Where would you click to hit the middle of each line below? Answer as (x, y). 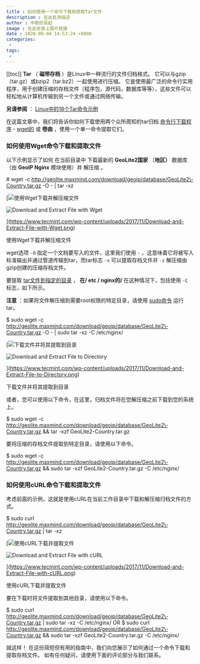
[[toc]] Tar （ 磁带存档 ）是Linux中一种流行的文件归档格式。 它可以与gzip (96, 74)
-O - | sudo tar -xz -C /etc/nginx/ (83, 332)
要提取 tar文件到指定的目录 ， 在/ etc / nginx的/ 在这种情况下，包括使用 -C (97, 280)
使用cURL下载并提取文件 (36, 585)
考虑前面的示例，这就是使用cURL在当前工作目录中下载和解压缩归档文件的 (96, 499)
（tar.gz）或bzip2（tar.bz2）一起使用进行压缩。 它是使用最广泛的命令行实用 (100, 81)
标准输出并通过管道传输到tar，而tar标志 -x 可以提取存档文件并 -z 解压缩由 (97, 260)
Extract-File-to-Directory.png (42, 374)
